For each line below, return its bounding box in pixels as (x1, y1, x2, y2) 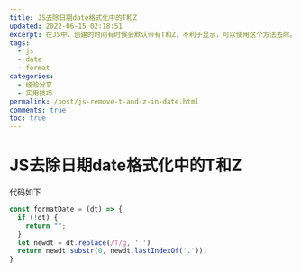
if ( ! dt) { (17, 213, 59, 222)
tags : (9, 38, 30, 48)
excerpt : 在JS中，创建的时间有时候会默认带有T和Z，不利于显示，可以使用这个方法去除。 (9, 30, 297, 39)
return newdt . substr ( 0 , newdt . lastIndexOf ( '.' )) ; (17, 247, 207, 256)
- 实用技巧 (17, 88, 53, 97)
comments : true (9, 105, 67, 114)
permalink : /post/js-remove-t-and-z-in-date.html (9, 96, 200, 106)
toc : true (9, 113, 47, 122)
